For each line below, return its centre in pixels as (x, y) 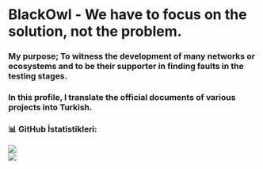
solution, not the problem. (95, 31)
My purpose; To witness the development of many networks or (132, 56)
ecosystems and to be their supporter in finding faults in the (126, 67)
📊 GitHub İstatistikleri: (53, 129)
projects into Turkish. (50, 107)
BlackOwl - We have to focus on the (128, 15)
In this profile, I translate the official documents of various (122, 98)
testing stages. (38, 76)
